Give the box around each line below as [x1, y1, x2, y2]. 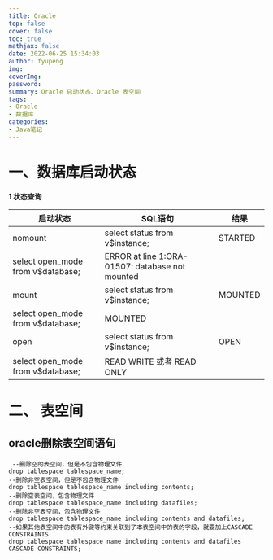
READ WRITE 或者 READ [104, 356, 197, 367]
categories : [8, 118, 49, 126]
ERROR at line [104, 250, 157, 261]
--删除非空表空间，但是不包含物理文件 [8, 475, 119, 484]
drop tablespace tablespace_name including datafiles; [8, 498, 198, 507]
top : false [8, 20, 45, 28]
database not [135, 260, 186, 272]
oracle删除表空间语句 [8, 436, 116, 450]
